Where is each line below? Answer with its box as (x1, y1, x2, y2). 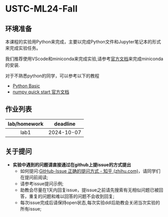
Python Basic (12, 83, 40, 89)
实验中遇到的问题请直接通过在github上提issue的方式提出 (12, 161, 131, 168)
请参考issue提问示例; (20, 180, 64, 187)
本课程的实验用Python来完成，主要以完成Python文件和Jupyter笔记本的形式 (5, 39, 161, 44)
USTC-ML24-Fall (5, 3, 78, 15)
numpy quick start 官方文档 (12, 89, 70, 95)
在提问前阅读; (20, 174, 48, 180)
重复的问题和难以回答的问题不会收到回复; (29, 193, 115, 199)
